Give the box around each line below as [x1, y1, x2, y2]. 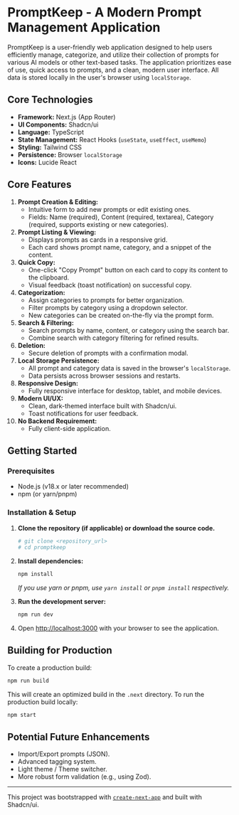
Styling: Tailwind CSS [17, 143, 83, 151]
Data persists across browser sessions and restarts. [28, 371, 181, 380]
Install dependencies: [17, 557, 84, 565]
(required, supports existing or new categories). [28, 220, 169, 228]
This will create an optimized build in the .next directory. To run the [7, 690, 205, 698]
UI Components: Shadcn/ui [17, 120, 99, 129]
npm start [7, 711, 37, 718]
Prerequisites [7, 466, 55, 476]
